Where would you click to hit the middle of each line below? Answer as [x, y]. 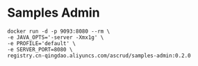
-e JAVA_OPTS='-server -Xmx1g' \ [56, 37]
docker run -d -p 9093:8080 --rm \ [59, 31]
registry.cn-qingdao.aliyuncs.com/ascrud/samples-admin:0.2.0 [99, 56]
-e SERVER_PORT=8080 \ [40, 49]
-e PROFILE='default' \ [42, 43]
